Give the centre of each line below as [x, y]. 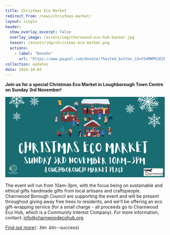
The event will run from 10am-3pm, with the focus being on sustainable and [84, 185]
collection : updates [27, 64]
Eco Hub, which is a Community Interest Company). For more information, [82, 212]
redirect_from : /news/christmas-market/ [49, 16]
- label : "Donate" [34, 53]
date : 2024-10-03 [24, 69]
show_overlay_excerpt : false [40, 32]
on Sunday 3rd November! [34, 90]
